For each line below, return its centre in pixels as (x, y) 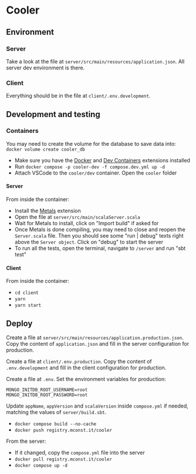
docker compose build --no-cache (55, 424)
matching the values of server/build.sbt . (56, 412)
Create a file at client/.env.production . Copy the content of (79, 362)
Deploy (19, 323)
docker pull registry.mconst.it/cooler (63, 459)
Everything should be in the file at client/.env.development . (78, 96)
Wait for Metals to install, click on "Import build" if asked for (87, 223)
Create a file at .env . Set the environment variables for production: (86, 379)
